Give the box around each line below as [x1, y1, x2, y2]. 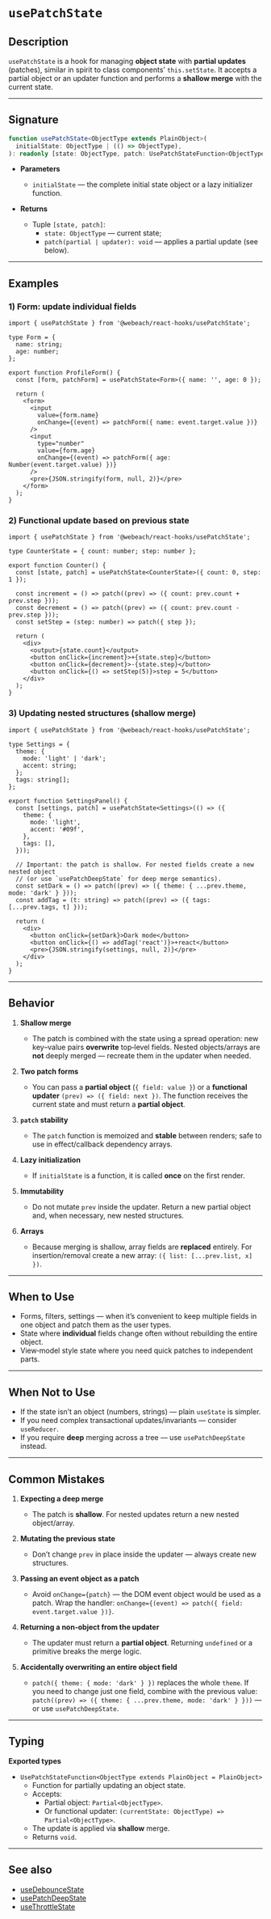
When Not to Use [8, 1385, 95, 1399]
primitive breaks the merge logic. [31, 1646, 142, 1656]
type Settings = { [8, 740, 70, 748]
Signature [8, 113, 59, 127]
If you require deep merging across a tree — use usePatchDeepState [19, 1433, 246, 1442]
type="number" [37, 439, 85, 448]
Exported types [8, 1756, 62, 1765]
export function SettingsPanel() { [8, 797, 128, 805]
